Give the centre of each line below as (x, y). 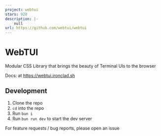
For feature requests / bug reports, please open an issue (62, 128)
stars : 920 (16, 14)
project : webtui (22, 10)
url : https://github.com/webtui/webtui (46, 28)
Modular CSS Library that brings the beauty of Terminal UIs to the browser (80, 66)
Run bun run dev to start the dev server (52, 118)
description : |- (22, 19)
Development (26, 91)
